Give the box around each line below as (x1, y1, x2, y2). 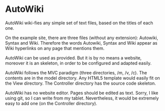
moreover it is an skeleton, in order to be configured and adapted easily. (5, 60, 152, 66)
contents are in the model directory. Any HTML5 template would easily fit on (5, 75, 161, 81)
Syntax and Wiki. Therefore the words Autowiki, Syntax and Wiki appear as (5, 40, 158, 46)
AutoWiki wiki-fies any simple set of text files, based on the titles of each (5, 20, 153, 26)
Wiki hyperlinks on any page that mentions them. (5, 45, 105, 51)
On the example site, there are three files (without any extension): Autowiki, (5, 35, 159, 41)
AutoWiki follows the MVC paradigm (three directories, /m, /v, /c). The (5, 69, 147, 75)
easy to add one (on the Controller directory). (5, 100, 97, 106)
